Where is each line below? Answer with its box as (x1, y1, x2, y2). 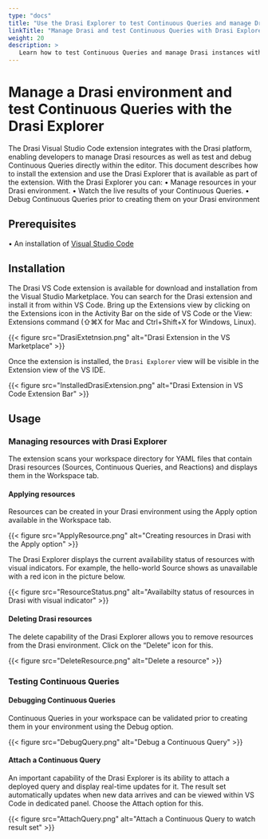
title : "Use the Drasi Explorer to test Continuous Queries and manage (8, 19, 251, 27)
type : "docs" (8, 11, 52, 20)
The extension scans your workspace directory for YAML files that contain (8, 454, 253, 464)
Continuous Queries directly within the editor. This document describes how (8, 160, 258, 170)
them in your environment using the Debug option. (8, 722, 174, 731)
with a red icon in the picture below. (8, 572, 126, 581)
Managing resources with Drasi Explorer (8, 436, 167, 447)
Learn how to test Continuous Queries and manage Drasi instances (18, 49, 245, 57)
